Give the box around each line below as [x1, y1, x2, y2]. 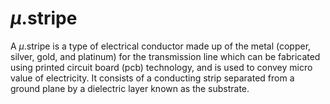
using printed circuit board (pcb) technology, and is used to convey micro [10, 61, 313, 73]
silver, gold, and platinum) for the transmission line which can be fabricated [10, 50, 321, 62]
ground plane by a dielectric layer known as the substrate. [10, 82, 250, 94]
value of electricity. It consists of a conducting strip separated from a [10, 72, 295, 84]
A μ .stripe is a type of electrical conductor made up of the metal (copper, [10, 40, 312, 52]
